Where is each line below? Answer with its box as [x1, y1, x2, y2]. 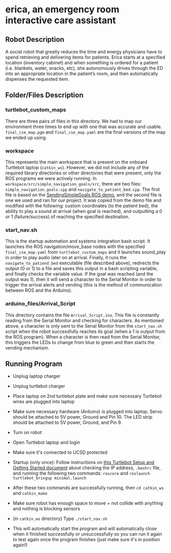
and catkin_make [12, 490, 48, 496]
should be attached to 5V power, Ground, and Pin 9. [12, 419, 122, 425]
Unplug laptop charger [12, 373, 60, 379]
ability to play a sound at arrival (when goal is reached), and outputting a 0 [5, 208, 162, 214]
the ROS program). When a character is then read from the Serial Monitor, [5, 333, 161, 340]
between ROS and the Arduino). [5, 287, 73, 294]
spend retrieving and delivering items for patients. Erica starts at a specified [5, 54, 165, 60]
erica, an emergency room [5, 4, 119, 15]
